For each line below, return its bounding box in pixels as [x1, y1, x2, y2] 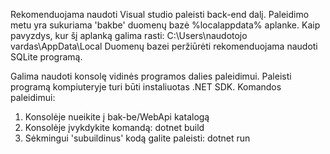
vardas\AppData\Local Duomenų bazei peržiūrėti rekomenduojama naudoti [10, 40, 318, 52]
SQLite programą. [10, 51, 83, 63]
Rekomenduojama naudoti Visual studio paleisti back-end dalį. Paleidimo [10, 9, 310, 20]
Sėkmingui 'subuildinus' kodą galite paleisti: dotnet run [24, 132, 251, 144]
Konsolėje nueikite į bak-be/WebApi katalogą [24, 111, 210, 123]
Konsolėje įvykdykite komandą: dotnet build [24, 122, 205, 133]
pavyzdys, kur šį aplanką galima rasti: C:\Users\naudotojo [10, 30, 248, 41]
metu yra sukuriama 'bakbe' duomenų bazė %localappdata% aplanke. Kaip [10, 19, 321, 31]
